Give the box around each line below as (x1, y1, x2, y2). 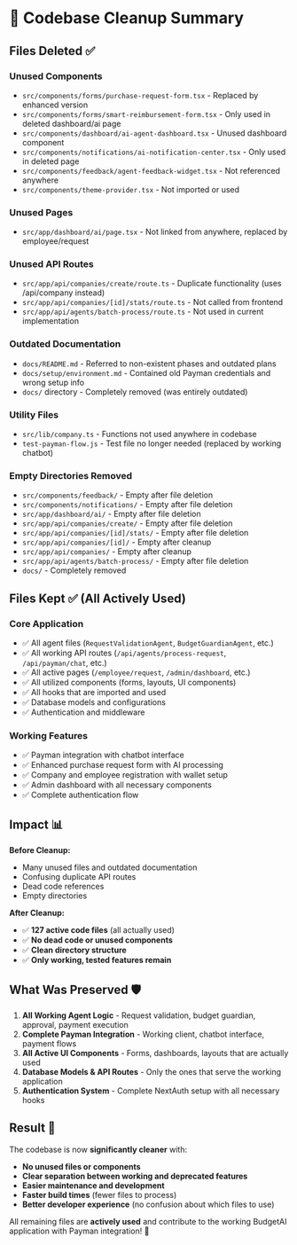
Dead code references (21, 881, 105, 892)
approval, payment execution (21, 1019, 129, 1030)
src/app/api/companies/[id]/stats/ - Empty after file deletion (21, 528, 249, 538)
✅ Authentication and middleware (21, 707, 145, 717)
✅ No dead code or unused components (21, 935, 173, 945)
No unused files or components (21, 1161, 141, 1171)
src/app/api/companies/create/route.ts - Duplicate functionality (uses (21, 278, 282, 289)
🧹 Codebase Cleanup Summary (9, 8, 244, 28)
